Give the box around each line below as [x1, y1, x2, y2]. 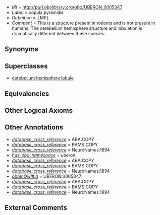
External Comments [4, 204, 67, 212]
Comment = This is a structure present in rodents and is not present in [11, 20, 156, 26]
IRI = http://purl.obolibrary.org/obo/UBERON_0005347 [11, 4, 122, 10]
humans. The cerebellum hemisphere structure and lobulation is [11, 25, 142, 31]
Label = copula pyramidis [11, 9, 64, 15]
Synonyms [4, 45, 39, 54]
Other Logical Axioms [4, 106, 73, 115]
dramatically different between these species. [11, 31, 106, 36]
